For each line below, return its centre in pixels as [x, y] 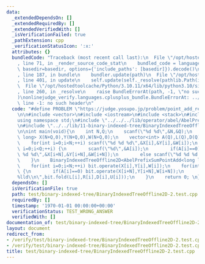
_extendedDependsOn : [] [42, 18]
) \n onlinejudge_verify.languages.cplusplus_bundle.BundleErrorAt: [103, 97]
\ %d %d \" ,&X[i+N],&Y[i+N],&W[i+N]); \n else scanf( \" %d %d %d [108, 154]
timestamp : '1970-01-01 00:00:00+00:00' [64, 206]
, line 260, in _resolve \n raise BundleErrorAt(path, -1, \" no [103, 92]
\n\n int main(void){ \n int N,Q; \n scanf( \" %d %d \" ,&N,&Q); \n [105, 132]
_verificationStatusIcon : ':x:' [53, 47]
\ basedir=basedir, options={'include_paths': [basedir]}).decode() [106, 69]
